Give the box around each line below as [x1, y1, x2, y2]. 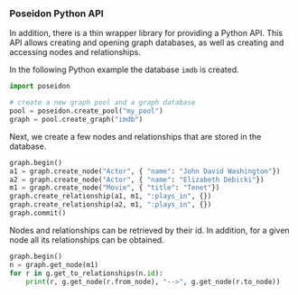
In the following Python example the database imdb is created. [9, 64, 239, 75]
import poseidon [9, 82, 70, 91]
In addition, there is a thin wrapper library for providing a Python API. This [9, 28, 283, 39]
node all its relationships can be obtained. [9, 234, 164, 245]
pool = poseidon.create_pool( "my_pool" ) [9, 106, 164, 115]
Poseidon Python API [9, 7, 104, 20]
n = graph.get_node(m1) [9, 260, 99, 269]
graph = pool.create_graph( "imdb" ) [9, 115, 144, 124]
